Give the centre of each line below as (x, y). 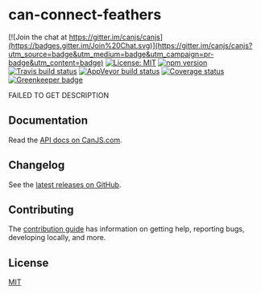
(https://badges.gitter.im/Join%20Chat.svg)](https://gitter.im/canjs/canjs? (130, 45)
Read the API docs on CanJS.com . (65, 140)
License (29, 263)
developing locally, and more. (57, 238)
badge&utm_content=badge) (56, 63)
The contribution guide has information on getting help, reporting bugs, (126, 229)
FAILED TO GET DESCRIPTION (59, 95)
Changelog (37, 165)
